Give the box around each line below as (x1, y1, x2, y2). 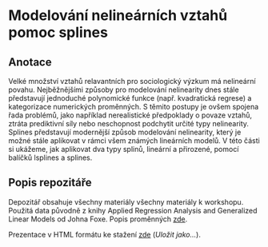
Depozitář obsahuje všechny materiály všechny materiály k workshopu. (8, 197, 244, 206)
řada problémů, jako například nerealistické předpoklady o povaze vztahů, (8, 110, 252, 120)
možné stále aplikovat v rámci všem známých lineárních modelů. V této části (8, 136, 260, 145)
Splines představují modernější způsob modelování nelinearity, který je (8, 127, 242, 137)
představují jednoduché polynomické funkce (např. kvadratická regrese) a (8, 94, 252, 102)
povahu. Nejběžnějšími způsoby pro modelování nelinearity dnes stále (8, 85, 239, 94)
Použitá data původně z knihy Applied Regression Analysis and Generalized (8, 205, 258, 215)
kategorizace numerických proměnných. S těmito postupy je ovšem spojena (8, 102, 259, 111)
